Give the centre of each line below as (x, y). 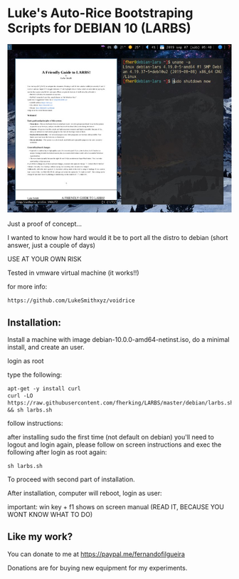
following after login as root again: (57, 452)
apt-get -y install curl (44, 389)
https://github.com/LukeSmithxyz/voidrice (71, 301)
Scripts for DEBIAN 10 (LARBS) (99, 28)
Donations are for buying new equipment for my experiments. (97, 568)
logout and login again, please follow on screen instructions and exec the (115, 445)
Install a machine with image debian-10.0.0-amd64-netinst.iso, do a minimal (118, 340)
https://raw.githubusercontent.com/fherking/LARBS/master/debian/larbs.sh (121, 403)
